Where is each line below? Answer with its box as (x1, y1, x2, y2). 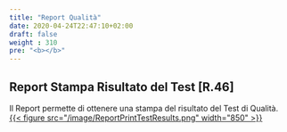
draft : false (9, 29, 58, 38)
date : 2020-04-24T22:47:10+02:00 (9, 21, 134, 30)
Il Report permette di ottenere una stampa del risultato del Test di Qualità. (9, 103, 279, 113)
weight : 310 (9, 37, 58, 47)
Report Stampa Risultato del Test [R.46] (9, 79, 234, 95)
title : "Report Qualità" (9, 12, 102, 22)
